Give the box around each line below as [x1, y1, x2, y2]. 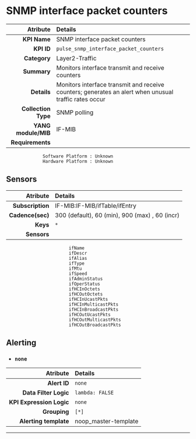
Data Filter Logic [22, 389, 69, 397]
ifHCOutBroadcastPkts [68, 322, 121, 328]
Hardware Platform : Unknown [43, 158, 114, 164]
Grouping [43, 408, 69, 416]
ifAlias [68, 255, 87, 261]
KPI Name [22, 35, 51, 43]
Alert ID [47, 379, 69, 387]
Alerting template [19, 417, 69, 426]
